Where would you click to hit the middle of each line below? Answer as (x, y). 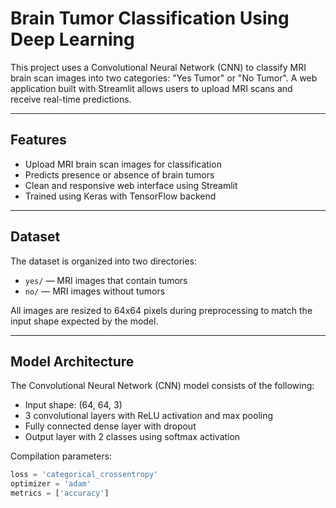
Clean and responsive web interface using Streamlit (131, 185)
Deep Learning (72, 39)
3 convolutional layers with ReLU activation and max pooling (149, 416)
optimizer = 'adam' (51, 484)
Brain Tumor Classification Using (150, 18)
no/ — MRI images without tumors (95, 291)
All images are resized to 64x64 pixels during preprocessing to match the (161, 310)
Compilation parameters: (61, 456)
